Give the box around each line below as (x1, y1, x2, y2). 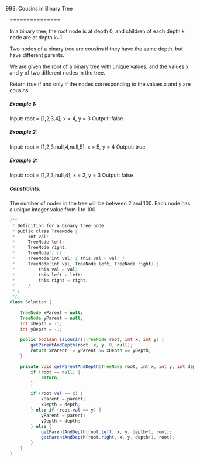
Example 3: (9, 157, 37, 164)
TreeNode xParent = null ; (20, 309, 84, 316)
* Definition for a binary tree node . (12, 222, 107, 228)
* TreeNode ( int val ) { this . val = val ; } (12, 255, 125, 261)
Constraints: (9, 185, 41, 192)
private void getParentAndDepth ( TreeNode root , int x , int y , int (20, 363, 185, 369)
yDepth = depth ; (40, 418, 81, 424)
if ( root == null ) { (30, 369, 81, 375)
